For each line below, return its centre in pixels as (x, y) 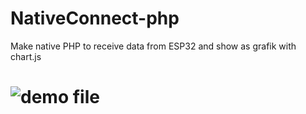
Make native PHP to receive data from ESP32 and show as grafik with (153, 46)
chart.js (26, 56)
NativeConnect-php (95, 18)
